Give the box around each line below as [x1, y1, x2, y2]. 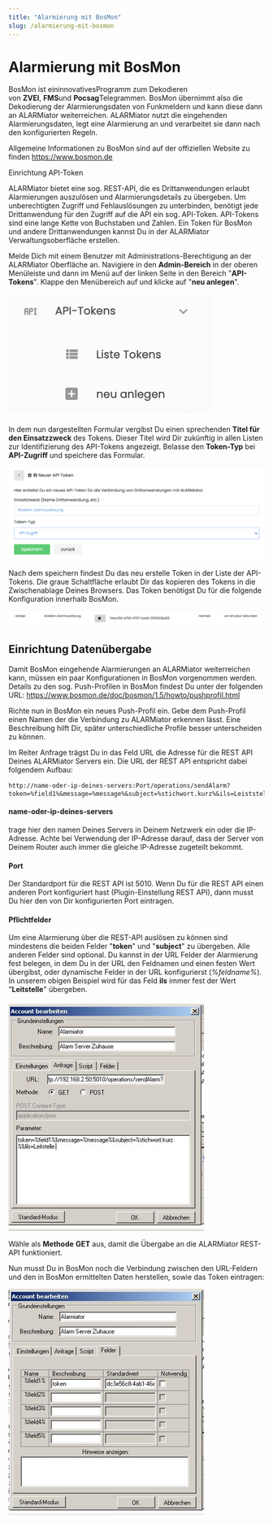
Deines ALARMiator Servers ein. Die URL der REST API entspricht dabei [8, 756, 248, 766]
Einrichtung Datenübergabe [8, 642, 152, 656]
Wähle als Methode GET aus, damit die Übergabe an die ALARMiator [8, 1239, 239, 1249]
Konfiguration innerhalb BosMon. [8, 594, 119, 604]
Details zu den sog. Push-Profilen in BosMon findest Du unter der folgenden [8, 681, 263, 691]
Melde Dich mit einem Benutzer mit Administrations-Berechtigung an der [8, 251, 252, 261]
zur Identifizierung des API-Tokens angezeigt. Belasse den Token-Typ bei [8, 442, 256, 451]
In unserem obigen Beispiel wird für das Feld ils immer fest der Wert [8, 976, 236, 986]
